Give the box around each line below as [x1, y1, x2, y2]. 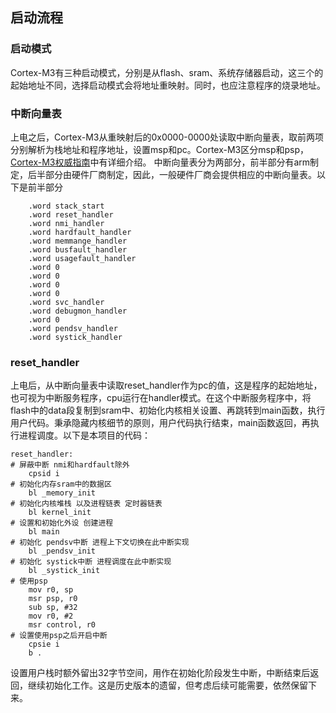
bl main [28, 527, 60, 537]
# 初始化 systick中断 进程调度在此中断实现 [10, 557, 172, 567]
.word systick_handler [28, 332, 123, 342]
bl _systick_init [28, 566, 101, 576]
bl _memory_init [28, 488, 97, 498]
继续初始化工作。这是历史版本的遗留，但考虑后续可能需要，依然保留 [27, 679, 308, 692]
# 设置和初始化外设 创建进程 [10, 518, 114, 528]
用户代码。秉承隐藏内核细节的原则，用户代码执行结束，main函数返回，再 [10, 417, 311, 429]
